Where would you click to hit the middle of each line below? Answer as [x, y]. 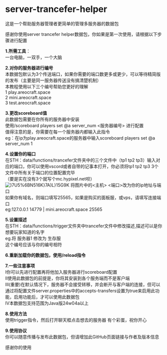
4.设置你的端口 [20, 154]
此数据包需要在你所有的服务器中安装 [42, 119]
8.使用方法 [16, 314]
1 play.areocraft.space [28, 92]
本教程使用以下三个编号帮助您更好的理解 [47, 86]
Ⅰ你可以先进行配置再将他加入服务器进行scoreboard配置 [61, 272]
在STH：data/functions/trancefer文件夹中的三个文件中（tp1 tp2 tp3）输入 [81, 160]
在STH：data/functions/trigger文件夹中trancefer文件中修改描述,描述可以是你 [84, 226]
